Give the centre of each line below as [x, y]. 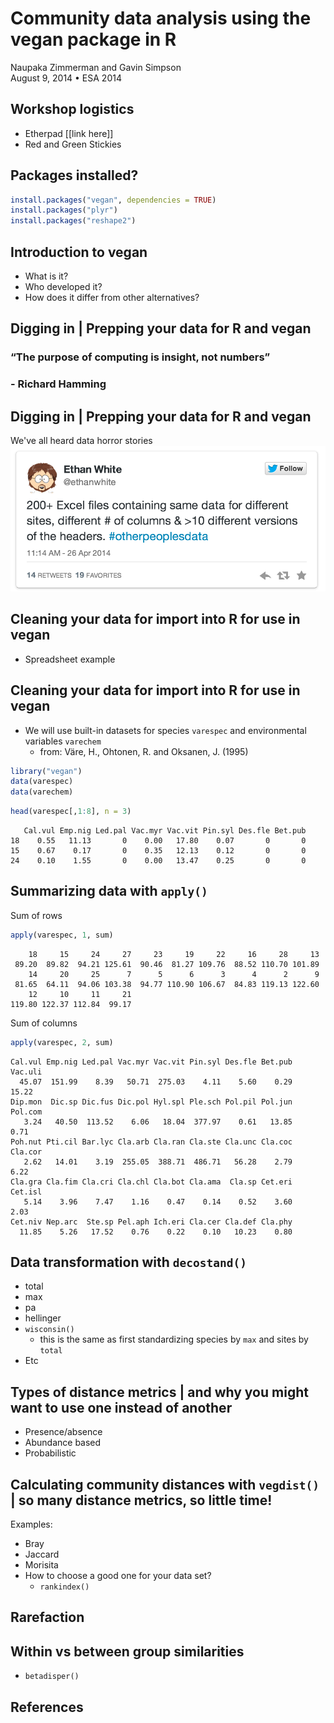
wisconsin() [49, 1330]
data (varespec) [42, 782]
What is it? [46, 276]
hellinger [43, 1318]
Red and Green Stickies [73, 144]
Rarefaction [47, 1617]
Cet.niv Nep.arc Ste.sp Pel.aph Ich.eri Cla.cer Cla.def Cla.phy [151, 1222]
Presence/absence [63, 1432]
